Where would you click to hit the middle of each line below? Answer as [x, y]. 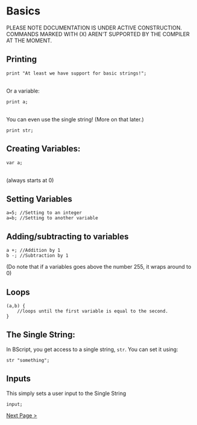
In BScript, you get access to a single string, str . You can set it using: [92, 349]
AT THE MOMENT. [29, 40]
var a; [14, 163]
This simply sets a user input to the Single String [66, 393]
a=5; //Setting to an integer [44, 213]
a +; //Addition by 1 [33, 251]
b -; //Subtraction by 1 [37, 256]
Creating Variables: [43, 149]
